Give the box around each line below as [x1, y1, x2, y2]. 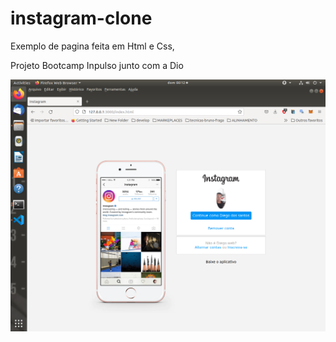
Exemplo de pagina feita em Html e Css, [10, 40, 175, 52]
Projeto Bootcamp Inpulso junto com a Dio [10, 59, 184, 71]
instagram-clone [10, 7, 153, 30]
